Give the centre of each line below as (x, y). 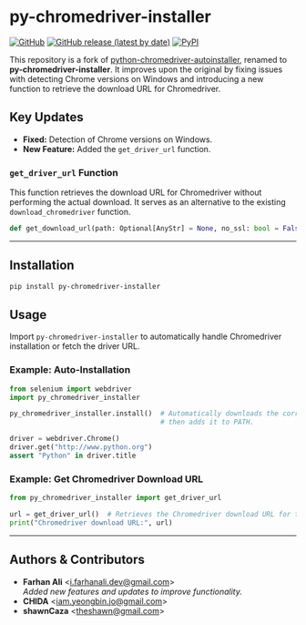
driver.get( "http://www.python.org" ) (81, 447)
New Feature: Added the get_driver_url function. (117, 149)
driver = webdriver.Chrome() (65, 439)
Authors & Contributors (77, 560)
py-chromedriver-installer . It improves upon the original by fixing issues (146, 69)
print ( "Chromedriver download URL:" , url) (91, 523)
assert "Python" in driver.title (73, 456)
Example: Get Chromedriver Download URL (107, 478)
